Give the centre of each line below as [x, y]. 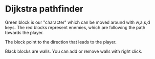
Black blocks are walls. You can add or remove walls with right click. [74, 51]
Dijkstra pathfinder [44, 9]
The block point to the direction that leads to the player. [61, 42]
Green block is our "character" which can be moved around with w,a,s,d [77, 22]
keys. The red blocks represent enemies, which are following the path [75, 27]
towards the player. [24, 32]
